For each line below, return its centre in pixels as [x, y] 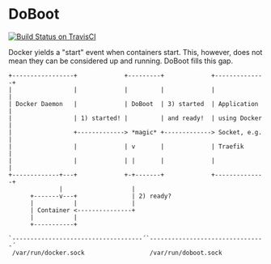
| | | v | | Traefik [126, 147]
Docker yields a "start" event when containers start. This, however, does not [135, 52]
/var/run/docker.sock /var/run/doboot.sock [117, 253]
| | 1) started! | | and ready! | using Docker [135, 118]
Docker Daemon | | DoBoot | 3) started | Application [137, 104]
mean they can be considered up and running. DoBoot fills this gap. [121, 61]
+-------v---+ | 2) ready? [101, 196]
